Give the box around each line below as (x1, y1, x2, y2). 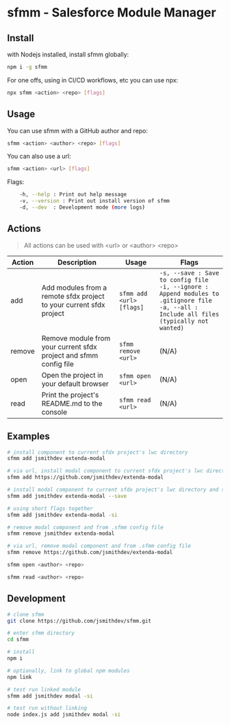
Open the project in (41, 370, 104, 380)
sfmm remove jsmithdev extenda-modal (7, 530, 115, 537)
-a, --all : (159, 303, 199, 311)
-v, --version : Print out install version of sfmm (19, 198, 170, 205)
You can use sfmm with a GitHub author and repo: (7, 126, 149, 135)
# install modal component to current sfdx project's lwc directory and (7, 486, 219, 494)
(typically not (159, 317, 209, 325)
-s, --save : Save (159, 269, 220, 277)
